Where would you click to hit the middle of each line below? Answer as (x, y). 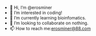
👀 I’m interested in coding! (36, 13)
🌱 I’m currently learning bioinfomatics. (48, 18)
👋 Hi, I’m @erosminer (31, 8)
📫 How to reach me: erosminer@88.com (50, 28)
